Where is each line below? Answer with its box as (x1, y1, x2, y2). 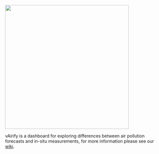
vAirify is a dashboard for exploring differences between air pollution (5, 133, 145, 139)
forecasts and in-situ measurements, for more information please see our (5, 138, 155, 144)
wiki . (5, 144, 15, 149)
